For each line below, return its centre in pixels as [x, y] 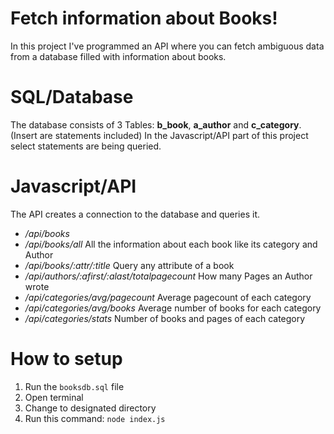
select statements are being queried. [86, 146]
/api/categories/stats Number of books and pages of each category [165, 318]
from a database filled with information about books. [118, 56]
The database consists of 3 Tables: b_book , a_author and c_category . [156, 124]
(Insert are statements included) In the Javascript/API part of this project [159, 135]
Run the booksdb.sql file [74, 386]
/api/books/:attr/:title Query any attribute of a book [129, 265]
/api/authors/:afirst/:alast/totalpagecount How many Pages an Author [168, 276]
